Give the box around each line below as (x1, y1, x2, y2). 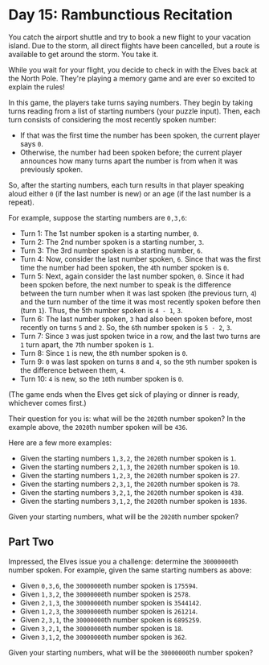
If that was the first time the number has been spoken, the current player (19, 130, 261, 140)
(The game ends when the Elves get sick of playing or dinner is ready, (8, 389, 239, 399)
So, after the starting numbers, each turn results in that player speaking (8, 180, 245, 190)
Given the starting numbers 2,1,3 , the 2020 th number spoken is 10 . (19, 461, 240, 472)
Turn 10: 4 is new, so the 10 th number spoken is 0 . (19, 374, 185, 383)
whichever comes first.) (8, 398, 87, 407)
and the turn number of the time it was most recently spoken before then (19, 296, 261, 307)
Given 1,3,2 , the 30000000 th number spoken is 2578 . (19, 589, 191, 599)
